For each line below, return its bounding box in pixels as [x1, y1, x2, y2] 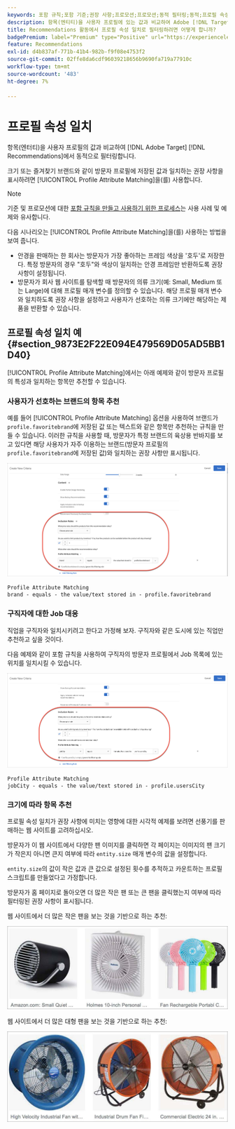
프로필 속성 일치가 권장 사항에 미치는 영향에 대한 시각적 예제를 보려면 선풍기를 [7, 817, 218, 826]
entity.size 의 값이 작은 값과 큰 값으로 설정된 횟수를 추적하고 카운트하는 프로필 [7, 864, 222, 873]
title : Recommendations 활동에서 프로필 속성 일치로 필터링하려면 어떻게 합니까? [7, 26, 217, 33]
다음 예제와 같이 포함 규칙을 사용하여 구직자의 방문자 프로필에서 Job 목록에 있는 [7, 650, 224, 658]
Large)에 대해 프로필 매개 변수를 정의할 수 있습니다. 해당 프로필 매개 [24, 286, 210, 295]
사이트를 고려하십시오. [33, 826, 94, 834]
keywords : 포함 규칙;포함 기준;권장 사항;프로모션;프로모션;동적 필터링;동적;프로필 [7, 11, 217, 18]
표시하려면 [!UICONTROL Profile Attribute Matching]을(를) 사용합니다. [7, 175, 203, 184]
